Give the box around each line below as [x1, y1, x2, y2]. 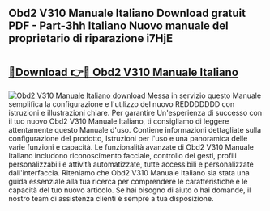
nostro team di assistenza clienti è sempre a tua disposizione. [8, 194, 214, 203]
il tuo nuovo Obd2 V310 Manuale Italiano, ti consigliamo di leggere [8, 116, 229, 126]
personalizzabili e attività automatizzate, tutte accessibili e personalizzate [8, 159, 254, 169]
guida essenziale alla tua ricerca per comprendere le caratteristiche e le [8, 177, 249, 186]
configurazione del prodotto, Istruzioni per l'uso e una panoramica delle [8, 133, 248, 143]
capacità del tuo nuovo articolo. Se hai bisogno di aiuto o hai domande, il [8, 185, 251, 195]
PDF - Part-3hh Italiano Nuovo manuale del [8, 19, 229, 33]
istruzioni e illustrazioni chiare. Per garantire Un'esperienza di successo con [8, 108, 262, 117]
